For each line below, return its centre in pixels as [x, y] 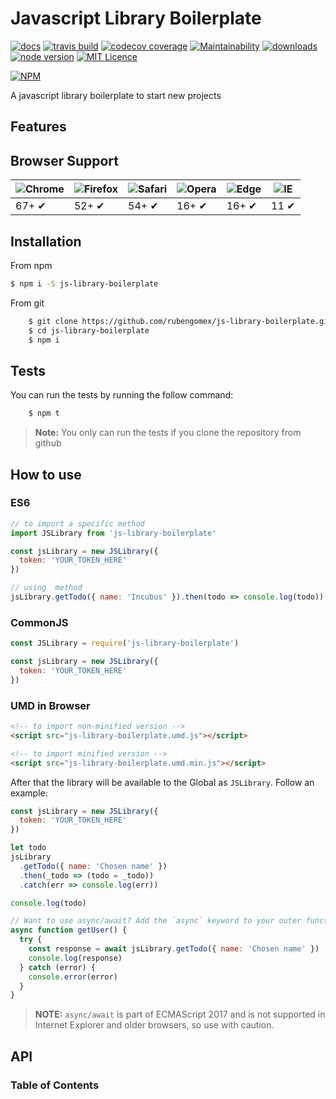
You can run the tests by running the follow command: [122, 395]
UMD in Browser [50, 705]
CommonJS [39, 622]
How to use [46, 474]
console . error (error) [73, 977]
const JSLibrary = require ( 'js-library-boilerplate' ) [125, 643]
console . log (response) [75, 958]
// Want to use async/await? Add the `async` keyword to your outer [156, 921]
